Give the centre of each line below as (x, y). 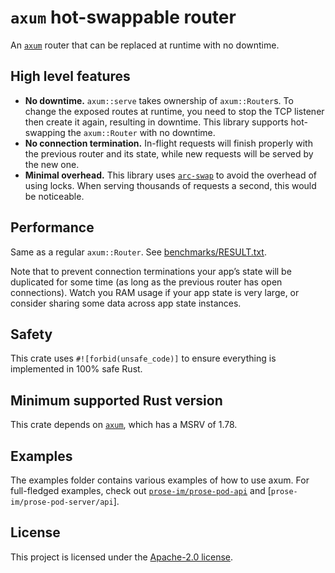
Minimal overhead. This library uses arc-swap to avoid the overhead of (171, 175)
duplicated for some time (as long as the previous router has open (146, 282)
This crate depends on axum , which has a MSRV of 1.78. (124, 425)
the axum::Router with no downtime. (141, 132)
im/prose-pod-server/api (62, 502)
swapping (45, 132)
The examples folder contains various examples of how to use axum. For (160, 480)
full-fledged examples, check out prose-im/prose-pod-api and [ (141, 490)
